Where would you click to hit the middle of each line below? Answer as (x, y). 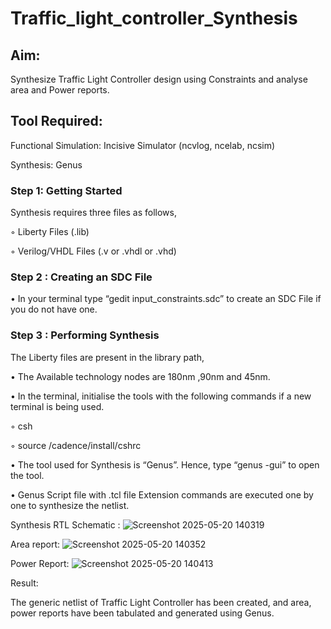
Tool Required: (56, 121)
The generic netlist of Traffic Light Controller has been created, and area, (161, 602)
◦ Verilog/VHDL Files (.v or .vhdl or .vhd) (93, 251)
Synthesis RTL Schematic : (65, 524)
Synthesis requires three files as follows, (93, 213)
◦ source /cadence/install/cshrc (76, 445)
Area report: (35, 544)
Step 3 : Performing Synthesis (85, 335)
